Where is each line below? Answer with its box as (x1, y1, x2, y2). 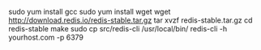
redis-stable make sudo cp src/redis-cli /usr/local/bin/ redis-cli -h (8, 24, 228, 33)
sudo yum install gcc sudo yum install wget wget (8, 7, 171, 16)
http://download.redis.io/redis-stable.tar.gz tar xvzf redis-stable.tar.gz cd (8, 15, 253, 25)
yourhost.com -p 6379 (8, 32, 83, 42)
